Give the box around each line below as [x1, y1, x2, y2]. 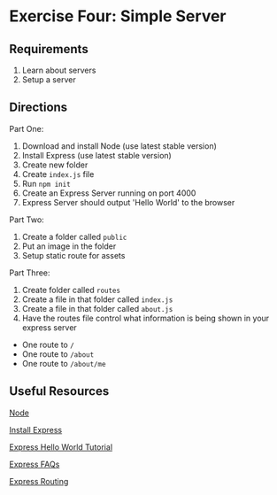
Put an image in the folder [21, 241, 117, 251]
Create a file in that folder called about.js [21, 303, 173, 313]
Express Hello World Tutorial [9, 441, 113, 452]
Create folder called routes [21, 284, 121, 295]
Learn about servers [21, 65, 96, 75]
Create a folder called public [21, 231, 127, 242]
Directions [9, 100, 68, 115]
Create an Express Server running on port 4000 [21, 188, 196, 198]
